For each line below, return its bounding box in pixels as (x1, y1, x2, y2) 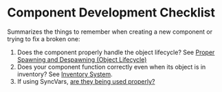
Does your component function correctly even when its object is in (16, 62, 206, 71)
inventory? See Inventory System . (16, 70, 113, 78)
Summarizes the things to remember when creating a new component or (7, 27, 213, 36)
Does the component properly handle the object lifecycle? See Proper (16, 48, 215, 56)
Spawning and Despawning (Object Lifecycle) (16, 55, 147, 63)
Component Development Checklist (7, 5, 215, 21)
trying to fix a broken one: (7, 34, 80, 43)
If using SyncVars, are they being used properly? (16, 77, 155, 85)
